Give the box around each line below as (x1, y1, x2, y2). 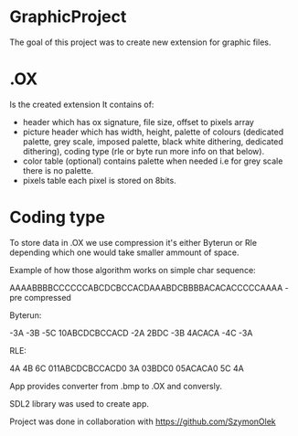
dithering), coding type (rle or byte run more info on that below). (22, 145, 265, 156)
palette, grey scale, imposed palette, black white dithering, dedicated (22, 135, 283, 147)
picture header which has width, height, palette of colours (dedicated (22, 126, 284, 137)
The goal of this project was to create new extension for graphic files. (9, 37, 271, 48)
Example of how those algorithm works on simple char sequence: (9, 264, 256, 275)
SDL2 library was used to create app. (9, 398, 149, 409)
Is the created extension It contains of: (9, 99, 154, 110)
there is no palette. (22, 165, 94, 175)
